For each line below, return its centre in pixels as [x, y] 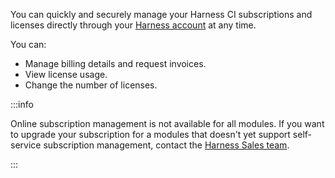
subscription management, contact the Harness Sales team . [166, 145]
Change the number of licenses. [91, 85]
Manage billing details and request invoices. [115, 63]
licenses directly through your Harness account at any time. [133, 25]
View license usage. [66, 74]
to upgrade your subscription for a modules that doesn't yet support [150, 134]
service [26, 145]
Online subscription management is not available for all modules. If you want [167, 123]
